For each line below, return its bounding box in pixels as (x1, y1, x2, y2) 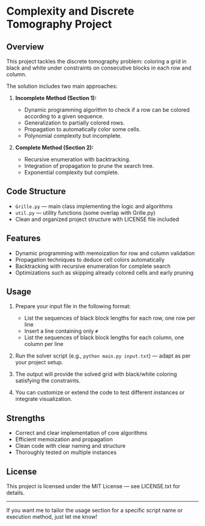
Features (6, 233, 41, 243)
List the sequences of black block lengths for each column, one (24, 334, 184, 341)
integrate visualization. (15, 395, 73, 403)
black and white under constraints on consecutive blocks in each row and (6, 64, 192, 71)
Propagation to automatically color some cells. (24, 126, 141, 132)
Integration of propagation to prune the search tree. (24, 162, 154, 169)
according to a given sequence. (24, 113, 104, 120)
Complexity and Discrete (6, 4, 134, 18)
